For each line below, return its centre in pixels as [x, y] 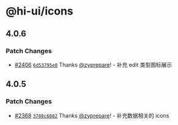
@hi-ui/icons [40, 11]
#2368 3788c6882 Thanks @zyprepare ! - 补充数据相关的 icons [92, 115]
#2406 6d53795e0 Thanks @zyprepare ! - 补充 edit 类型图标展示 [93, 64]
